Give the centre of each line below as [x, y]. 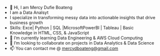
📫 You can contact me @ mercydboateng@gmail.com [64, 48]
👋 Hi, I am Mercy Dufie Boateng [41, 7]
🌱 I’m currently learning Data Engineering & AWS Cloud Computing [76, 38]
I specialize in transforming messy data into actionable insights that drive [82, 17]
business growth [26, 22]
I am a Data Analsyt [29, 12]
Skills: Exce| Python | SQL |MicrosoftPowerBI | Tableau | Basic [72, 28]
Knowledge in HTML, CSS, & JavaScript [49, 33]
